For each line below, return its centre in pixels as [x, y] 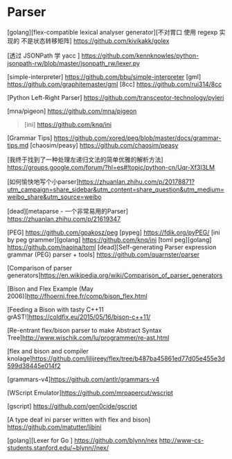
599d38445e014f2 [34, 365]
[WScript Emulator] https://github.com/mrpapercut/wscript [90, 392]
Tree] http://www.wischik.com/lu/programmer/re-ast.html [88, 338]
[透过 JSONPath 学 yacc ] [44, 55]
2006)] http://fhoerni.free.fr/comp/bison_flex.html [77, 296]
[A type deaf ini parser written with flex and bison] [79, 419]
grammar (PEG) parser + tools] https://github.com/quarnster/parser [104, 254]
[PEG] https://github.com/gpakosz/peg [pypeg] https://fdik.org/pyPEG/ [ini [114, 232]
